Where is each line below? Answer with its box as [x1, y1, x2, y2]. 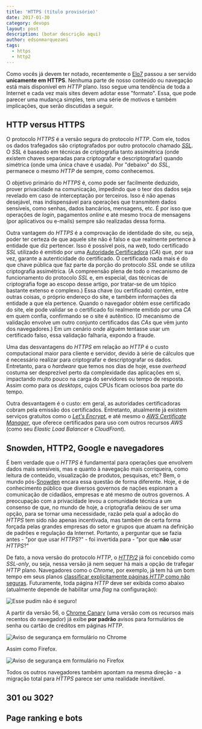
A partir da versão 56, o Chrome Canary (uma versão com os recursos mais [6, 609, 194, 616]
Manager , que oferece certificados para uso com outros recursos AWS [6, 419, 183, 427]
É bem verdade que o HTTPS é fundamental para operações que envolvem [6, 459, 193, 466]
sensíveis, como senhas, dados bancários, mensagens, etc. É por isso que [6, 205, 192, 212]
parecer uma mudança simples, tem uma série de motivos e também [6, 96, 177, 103]
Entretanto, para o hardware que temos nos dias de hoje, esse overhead [6, 363, 186, 370]
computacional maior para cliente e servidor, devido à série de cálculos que [6, 350, 195, 357]
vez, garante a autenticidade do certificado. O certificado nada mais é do [6, 255, 188, 262]
